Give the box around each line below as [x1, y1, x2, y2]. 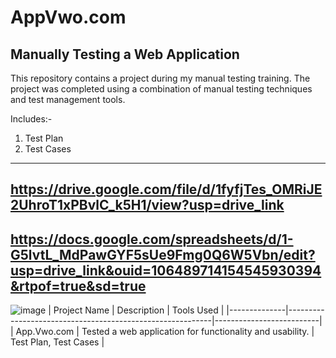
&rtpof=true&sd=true [10, 277, 147, 295]
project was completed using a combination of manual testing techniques [10, 83, 313, 95]
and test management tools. [10, 94, 126, 105]
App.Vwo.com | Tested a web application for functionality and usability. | [15, 326, 315, 338]
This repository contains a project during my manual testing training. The [10, 72, 311, 84]
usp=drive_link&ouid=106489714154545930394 [10, 262, 322, 279]
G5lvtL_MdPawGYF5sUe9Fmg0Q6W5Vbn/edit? [10, 246, 316, 263]
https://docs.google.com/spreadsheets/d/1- [10, 231, 294, 248]
